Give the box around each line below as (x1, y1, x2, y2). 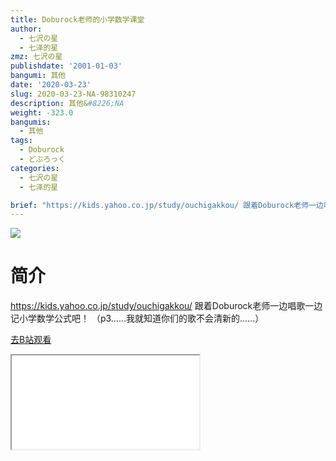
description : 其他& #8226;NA (10, 98, 125, 108)
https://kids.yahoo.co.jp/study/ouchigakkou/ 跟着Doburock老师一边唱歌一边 (10, 300, 323, 312)
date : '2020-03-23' (10, 80, 92, 90)
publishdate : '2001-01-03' (10, 61, 123, 71)
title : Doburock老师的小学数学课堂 (10, 14, 145, 25)
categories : (10, 163, 60, 173)
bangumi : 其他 (10, 71, 67, 81)
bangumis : (10, 117, 52, 127)
